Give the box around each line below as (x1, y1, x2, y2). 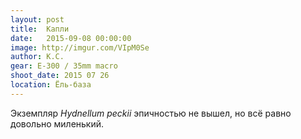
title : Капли (10, 24, 70, 34)
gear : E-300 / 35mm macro (10, 61, 118, 71)
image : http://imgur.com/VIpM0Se (10, 42, 150, 53)
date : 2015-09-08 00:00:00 (10, 33, 132, 43)
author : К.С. (10, 52, 65, 62)
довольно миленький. (10, 117, 105, 130)
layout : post (10, 14, 65, 25)
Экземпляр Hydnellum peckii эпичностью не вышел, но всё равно (10, 107, 292, 119)
